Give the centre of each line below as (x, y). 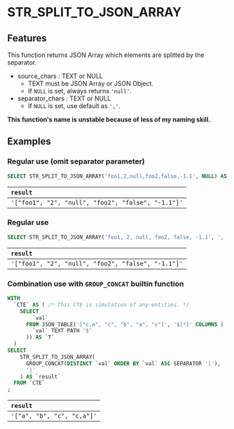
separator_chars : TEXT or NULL (64, 98)
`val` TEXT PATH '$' (62, 331)
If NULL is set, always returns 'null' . (80, 91)
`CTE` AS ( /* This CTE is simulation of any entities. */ (102, 305)
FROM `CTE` (29, 383)
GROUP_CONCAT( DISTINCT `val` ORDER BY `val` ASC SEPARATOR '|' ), (123, 363)
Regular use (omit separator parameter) (76, 161)
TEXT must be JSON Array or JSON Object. (91, 84)
